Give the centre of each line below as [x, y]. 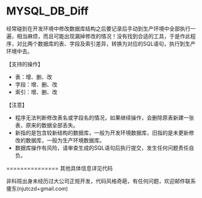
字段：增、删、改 [36, 84]
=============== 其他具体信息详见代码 [60, 168]
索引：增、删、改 [36, 92]
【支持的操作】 [25, 64]
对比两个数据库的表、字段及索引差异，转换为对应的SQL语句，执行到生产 [106, 43]
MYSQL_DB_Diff [47, 11]
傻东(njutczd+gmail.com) [37, 188]
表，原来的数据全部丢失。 [47, 125]
